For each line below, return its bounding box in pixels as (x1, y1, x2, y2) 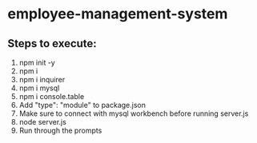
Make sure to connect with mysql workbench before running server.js (18, 109, 249, 118)
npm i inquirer (18, 75, 66, 84)
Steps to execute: (7, 37, 97, 50)
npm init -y (18, 58, 55, 67)
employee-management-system (7, 5, 228, 23)
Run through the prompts (18, 125, 102, 135)
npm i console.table (18, 92, 85, 101)
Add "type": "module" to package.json (18, 101, 146, 109)
